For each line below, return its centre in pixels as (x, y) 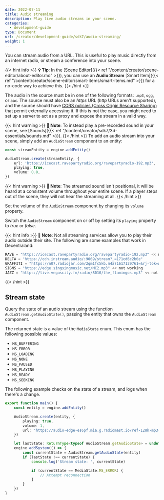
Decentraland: (19, 245)
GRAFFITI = (16, 263)
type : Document (20, 32)
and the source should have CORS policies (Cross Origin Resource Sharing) (81, 105)
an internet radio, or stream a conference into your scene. (63, 60)
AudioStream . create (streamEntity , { (42, 159)
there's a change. (23, 394)
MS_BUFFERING (25, 344)
